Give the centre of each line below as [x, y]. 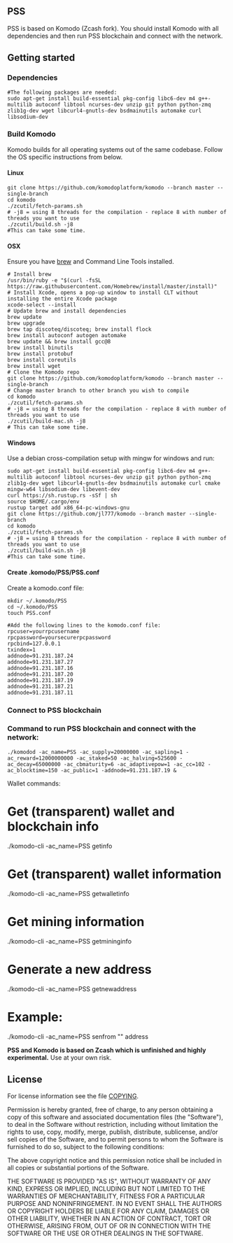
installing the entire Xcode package [62, 299]
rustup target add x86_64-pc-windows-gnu [69, 508]
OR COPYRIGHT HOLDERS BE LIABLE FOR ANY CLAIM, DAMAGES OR [108, 1211]
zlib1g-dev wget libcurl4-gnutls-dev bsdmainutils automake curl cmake [114, 483]
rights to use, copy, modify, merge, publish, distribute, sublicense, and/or [113, 1132]
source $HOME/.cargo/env [43, 502]
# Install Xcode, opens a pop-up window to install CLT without [103, 293]
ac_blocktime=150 [33, 770]
